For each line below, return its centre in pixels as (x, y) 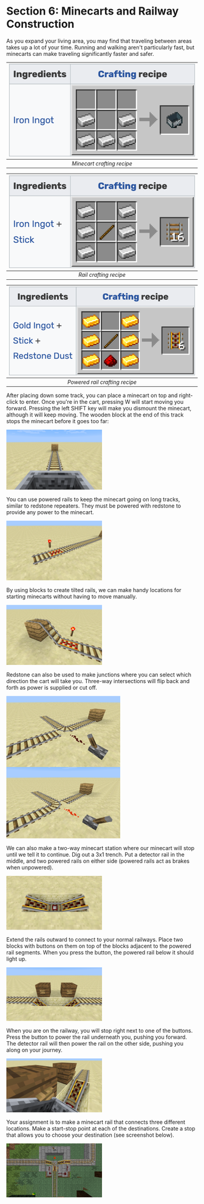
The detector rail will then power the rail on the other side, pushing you (95, 1044)
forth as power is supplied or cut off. (52, 687)
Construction (40, 24)
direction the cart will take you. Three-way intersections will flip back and (98, 681)
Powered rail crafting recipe (102, 382)
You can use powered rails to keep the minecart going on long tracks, (93, 499)
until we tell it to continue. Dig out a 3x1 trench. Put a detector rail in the (96, 854)
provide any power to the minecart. (50, 512)
